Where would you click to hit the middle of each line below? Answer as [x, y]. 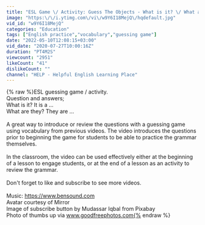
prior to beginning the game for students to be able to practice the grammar [102, 138]
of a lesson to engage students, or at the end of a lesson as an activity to [98, 163]
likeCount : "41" [27, 63]
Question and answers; [35, 98]
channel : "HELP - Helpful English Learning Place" [72, 75]
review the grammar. [32, 170]
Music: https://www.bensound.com [51, 196]
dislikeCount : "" [28, 69]
